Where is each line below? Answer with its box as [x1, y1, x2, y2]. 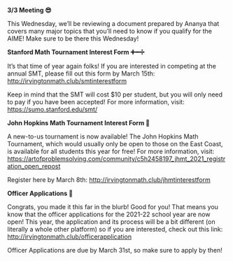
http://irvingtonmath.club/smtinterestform [7, 77, 127, 85]
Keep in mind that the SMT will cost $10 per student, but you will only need [7, 90, 223, 99]
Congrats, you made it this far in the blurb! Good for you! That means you [7, 203, 219, 211]
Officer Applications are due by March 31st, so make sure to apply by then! [7, 246, 223, 254]
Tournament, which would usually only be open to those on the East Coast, [7, 140, 223, 148]
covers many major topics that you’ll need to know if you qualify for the [7, 27, 212, 35]
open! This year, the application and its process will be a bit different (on [7, 218, 216, 226]
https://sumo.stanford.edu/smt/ [7, 105, 98, 113]
